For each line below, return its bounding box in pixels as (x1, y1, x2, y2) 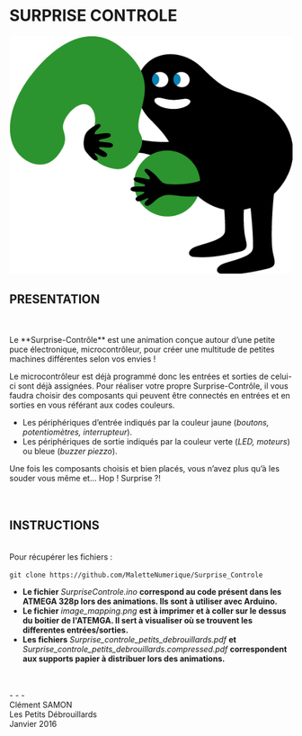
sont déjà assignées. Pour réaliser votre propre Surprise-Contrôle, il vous (17, 381, 289, 391)
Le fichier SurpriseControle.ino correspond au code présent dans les (22, 586, 282, 597)
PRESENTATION (9, 292, 101, 307)
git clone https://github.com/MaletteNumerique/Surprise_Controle (9, 570, 263, 579)
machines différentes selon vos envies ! (9, 354, 156, 364)
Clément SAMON (9, 699, 73, 710)
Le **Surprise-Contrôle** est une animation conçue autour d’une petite (9, 335, 276, 346)
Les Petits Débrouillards (9, 708, 97, 720)
